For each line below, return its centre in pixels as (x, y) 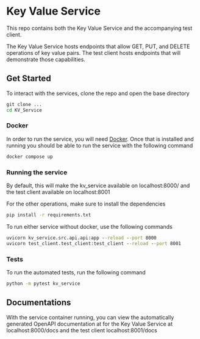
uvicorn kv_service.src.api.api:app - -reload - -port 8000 (81, 238)
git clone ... (24, 104)
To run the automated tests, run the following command (76, 272)
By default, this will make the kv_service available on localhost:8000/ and (98, 185)
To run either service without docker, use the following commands (89, 226)
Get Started (29, 78)
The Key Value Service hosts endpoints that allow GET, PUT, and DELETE (98, 46)
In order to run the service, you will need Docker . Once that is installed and (100, 139)
